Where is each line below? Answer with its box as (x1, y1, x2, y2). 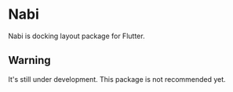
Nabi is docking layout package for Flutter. (8, 31, 145, 41)
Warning (8, 54, 51, 67)
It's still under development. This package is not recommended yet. (8, 74, 226, 83)
